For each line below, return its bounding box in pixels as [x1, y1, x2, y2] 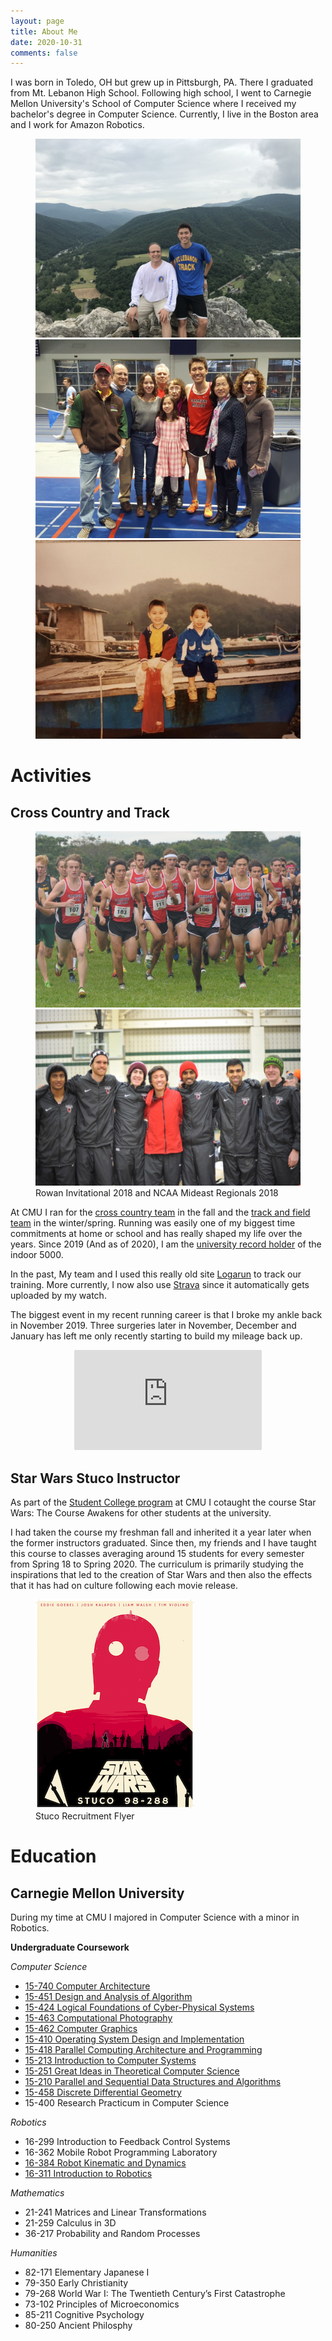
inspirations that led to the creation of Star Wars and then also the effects [10, 1569, 313, 1580]
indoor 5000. [10, 1249, 64, 1261]
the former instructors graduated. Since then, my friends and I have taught [10, 1537, 317, 1549]
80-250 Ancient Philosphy [24, 2320, 133, 2331]
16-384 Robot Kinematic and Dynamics [24, 2157, 187, 2169]
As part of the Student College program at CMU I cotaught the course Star [10, 1496, 317, 1508]
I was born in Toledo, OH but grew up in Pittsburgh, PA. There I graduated [10, 76, 314, 89]
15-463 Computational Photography [24, 2012, 173, 2024]
